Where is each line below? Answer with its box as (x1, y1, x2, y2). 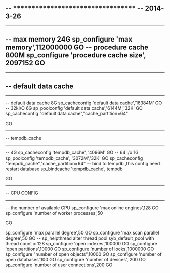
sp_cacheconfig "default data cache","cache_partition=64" (5, 111, 128, 117)
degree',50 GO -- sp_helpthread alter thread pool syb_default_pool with (5, 235, 154, 241)
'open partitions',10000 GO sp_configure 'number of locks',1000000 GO (5, 246, 154, 252)
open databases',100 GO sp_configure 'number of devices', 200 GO (5, 257, 146, 263)
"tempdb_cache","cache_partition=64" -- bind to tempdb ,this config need (5, 161, 160, 167)
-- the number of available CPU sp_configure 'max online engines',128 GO (5, 205, 159, 211)
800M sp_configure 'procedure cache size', (5, 51, 146, 60)
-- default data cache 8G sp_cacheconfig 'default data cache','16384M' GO (5, 100, 162, 106)
